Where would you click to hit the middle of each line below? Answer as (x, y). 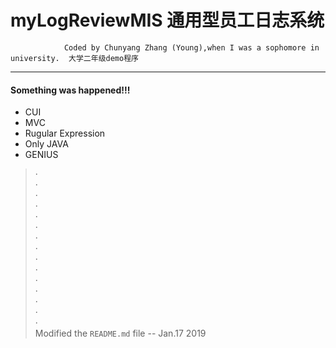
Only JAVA (46, 144)
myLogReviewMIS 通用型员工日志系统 (167, 20)
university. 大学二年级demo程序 (74, 58)
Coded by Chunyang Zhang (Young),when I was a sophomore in (191, 47)
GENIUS (41, 155)
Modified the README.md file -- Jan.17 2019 (120, 333)
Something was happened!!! (70, 90)
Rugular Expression (65, 133)
